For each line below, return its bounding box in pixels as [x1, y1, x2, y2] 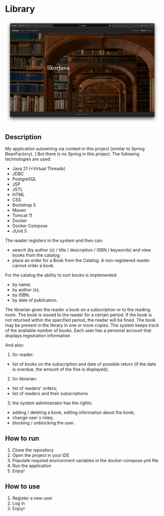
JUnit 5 [12, 228, 27, 234]
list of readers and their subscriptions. [12, 391, 89, 397]
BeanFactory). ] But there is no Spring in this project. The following [5, 151, 140, 157]
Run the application [12, 463, 51, 469]
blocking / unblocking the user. [12, 420, 75, 426]
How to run [5, 434, 40, 443]
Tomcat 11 [12, 212, 33, 218]
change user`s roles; [12, 415, 54, 421]
